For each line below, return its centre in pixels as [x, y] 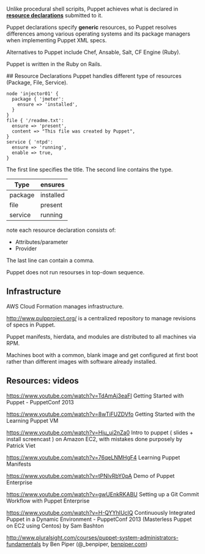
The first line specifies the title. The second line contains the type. [90, 169]
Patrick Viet [21, 445]
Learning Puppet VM [32, 420]
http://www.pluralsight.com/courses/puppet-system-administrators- [92, 537]
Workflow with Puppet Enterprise [48, 501]
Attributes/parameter [42, 242]
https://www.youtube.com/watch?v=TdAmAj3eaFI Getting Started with [95, 396]
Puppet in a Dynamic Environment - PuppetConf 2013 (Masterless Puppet [99, 519]
